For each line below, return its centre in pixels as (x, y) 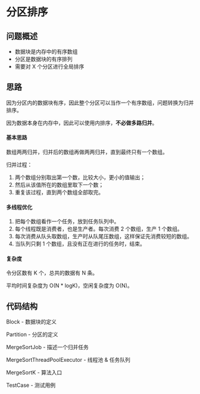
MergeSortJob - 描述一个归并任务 (48, 347)
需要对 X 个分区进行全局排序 (49, 67)
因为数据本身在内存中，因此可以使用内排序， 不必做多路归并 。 (82, 122)
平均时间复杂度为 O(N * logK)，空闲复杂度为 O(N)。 (69, 286)
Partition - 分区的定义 (32, 334)
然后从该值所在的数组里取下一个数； (59, 185)
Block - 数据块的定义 (31, 322)
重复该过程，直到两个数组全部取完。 (59, 192)
